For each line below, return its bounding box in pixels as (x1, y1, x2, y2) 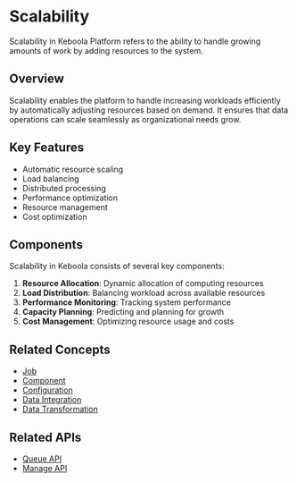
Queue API (21, 453, 62, 464)
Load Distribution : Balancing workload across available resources (21, 288, 266, 299)
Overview (9, 72, 65, 87)
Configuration (21, 385, 73, 395)
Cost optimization (21, 211, 87, 222)
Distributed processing (21, 182, 107, 193)
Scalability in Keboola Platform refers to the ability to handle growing (9, 36, 261, 47)
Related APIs (9, 429, 82, 444)
